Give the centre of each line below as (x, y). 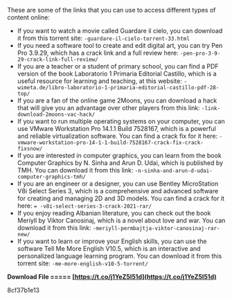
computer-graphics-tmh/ (52, 177)
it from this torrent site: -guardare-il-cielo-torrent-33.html (104, 38)
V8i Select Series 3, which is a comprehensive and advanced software (118, 191)
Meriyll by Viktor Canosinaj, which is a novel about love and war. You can (121, 220)
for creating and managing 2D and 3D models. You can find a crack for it (121, 198)
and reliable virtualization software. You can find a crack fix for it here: (117, 136)
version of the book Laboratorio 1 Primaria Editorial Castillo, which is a (117, 73)
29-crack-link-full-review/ (57, 60)
